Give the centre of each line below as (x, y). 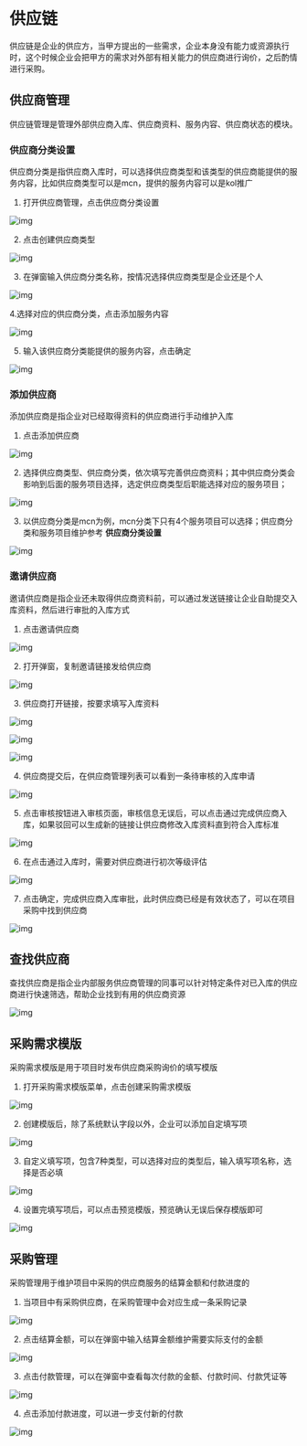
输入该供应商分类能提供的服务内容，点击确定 (107, 351)
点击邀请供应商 (51, 629)
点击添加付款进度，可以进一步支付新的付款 (103, 1414)
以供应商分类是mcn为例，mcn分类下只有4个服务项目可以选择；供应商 (153, 521)
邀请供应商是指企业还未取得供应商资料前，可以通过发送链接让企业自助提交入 (153, 598)
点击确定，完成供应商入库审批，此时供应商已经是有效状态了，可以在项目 (159, 898)
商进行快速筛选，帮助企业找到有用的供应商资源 (97, 994)
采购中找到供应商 (55, 909)
